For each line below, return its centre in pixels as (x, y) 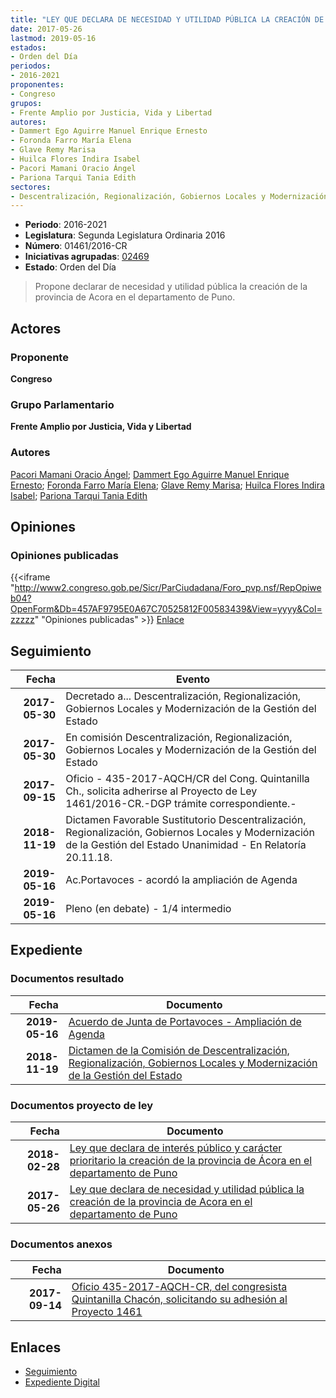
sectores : (31, 187)
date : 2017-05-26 (46, 29)
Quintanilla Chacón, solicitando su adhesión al (179, 1299)
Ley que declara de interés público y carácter (176, 1148)
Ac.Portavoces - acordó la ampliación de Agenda (181, 880)
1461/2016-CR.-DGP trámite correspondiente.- (181, 804)
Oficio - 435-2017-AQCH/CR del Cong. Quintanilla (187, 779)
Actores (36, 328)
